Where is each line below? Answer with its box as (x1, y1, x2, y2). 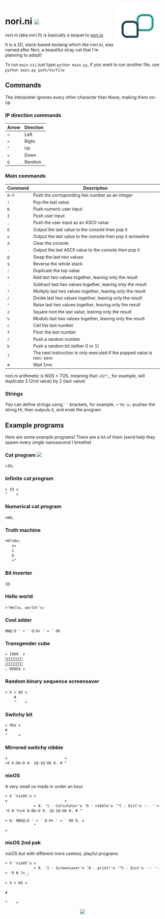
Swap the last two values (33, 254, 83, 260)
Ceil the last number (33, 323, 74, 328)
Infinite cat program (5, 475, 54, 482)
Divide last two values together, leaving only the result (33, 295, 142, 301)
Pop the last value (33, 199, 70, 205)
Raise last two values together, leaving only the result (33, 302, 141, 308)
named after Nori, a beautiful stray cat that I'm (5, 47, 99, 53)
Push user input (33, 213, 65, 219)
